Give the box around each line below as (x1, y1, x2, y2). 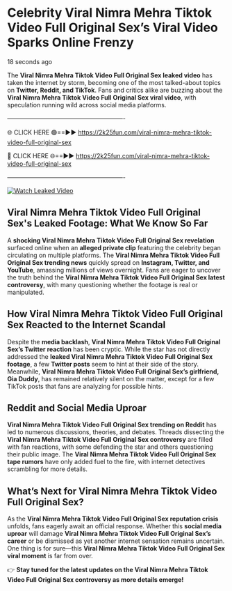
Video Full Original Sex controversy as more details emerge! (7, 576, 184, 584)
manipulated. (7, 288, 45, 296)
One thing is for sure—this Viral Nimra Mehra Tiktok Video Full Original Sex (7, 544, 226, 553)
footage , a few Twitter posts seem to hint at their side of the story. (7, 360, 199, 368)
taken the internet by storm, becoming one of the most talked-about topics (7, 78, 221, 86)
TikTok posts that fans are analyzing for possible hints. (7, 382, 163, 390)
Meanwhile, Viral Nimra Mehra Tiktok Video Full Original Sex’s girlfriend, (7, 367, 219, 376)
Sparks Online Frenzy (7, 35, 134, 50)
